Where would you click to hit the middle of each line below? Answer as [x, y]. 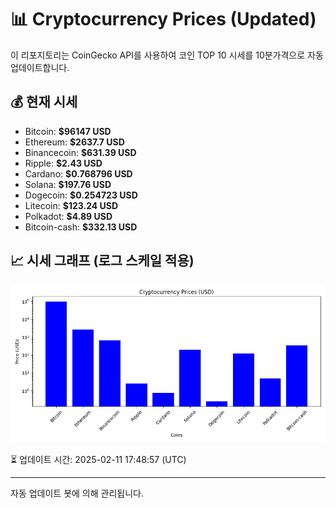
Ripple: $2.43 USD [63, 163]
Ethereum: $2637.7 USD [74, 142]
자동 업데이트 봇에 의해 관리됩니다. [77, 493]
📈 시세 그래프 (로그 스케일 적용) [102, 261]
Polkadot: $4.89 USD [68, 216]
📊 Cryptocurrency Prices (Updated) [163, 19]
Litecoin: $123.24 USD [71, 205]
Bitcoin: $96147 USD [68, 131]
